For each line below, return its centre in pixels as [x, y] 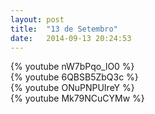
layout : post [37, 19]
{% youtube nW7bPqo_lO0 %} [72, 67]
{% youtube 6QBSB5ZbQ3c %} [74, 77]
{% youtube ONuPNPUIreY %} [72, 88]
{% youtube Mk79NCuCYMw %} [77, 98]
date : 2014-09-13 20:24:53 [71, 38]
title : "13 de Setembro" [64, 29]
